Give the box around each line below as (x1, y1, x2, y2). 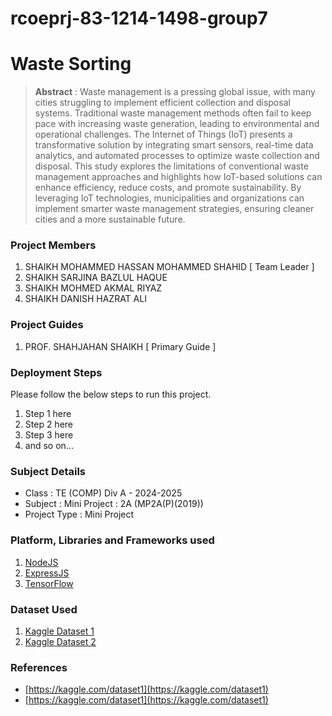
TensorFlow (24, 577, 74, 589)
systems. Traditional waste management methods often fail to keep (34, 107, 312, 119)
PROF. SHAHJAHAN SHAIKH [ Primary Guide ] (24, 340, 217, 352)
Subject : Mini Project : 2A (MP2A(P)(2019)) (24, 498, 204, 510)
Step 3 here (24, 429, 74, 441)
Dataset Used (10, 602, 78, 616)
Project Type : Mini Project (24, 508, 135, 521)
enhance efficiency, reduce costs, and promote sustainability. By (34, 182, 302, 194)
